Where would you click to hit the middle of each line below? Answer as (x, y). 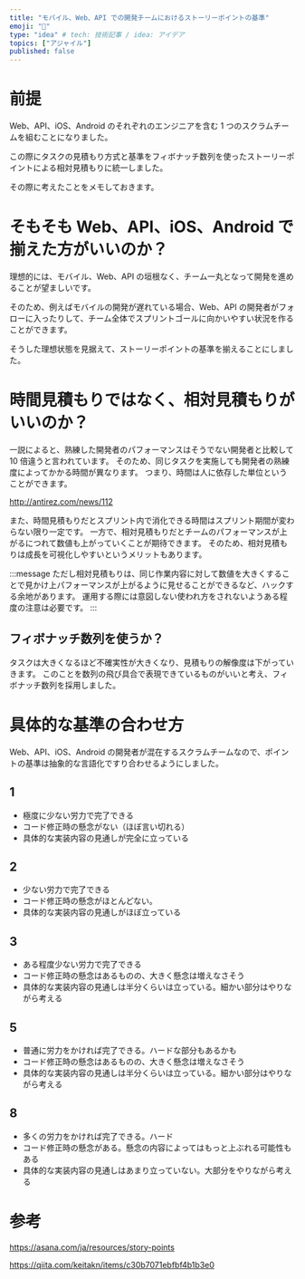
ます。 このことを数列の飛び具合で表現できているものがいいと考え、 (145, 673)
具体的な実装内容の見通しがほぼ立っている (102, 912)
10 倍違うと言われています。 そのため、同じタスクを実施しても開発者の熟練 (149, 461)
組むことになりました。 (69, 138)
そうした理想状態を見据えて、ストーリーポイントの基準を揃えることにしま (148, 349)
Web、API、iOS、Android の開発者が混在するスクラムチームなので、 (137, 752)
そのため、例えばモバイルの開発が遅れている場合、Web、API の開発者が (144, 307)
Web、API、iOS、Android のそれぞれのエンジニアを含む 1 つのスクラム (142, 126)
